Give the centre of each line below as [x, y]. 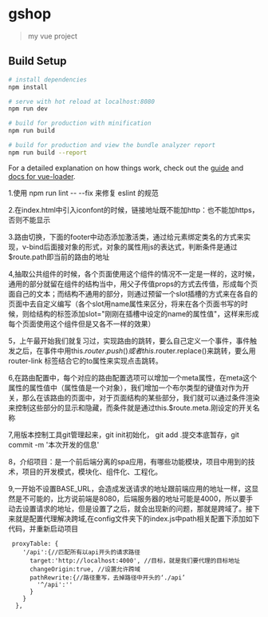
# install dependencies [48, 80]
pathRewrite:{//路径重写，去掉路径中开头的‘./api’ [107, 577]
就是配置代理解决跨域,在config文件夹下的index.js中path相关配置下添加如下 [137, 518]
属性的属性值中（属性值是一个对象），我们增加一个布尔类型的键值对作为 [125, 388]
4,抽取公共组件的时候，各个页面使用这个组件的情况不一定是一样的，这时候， [134, 273]
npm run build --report [48, 153]
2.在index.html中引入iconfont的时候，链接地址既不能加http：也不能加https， [134, 209]
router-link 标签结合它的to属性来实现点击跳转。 [85, 360]
